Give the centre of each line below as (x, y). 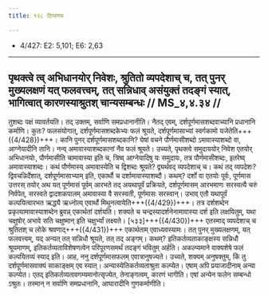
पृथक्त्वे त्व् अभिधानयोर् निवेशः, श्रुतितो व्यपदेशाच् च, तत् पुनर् (117, 78)
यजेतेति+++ (236, 131)
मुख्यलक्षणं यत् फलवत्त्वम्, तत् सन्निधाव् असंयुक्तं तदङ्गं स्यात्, (120, 91)
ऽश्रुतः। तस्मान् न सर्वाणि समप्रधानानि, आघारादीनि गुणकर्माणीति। (87, 283)
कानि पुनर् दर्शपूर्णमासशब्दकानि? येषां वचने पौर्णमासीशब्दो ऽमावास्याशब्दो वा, (150, 140)
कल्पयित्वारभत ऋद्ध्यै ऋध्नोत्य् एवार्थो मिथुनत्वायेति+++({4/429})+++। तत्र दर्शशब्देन (118, 203)
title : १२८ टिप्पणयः (36, 16)
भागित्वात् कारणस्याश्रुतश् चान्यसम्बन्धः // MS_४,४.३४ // (115, 103)
